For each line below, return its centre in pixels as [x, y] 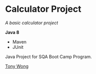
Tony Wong [17, 66]
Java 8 [12, 32]
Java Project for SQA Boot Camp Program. [48, 56]
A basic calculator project [32, 23]
